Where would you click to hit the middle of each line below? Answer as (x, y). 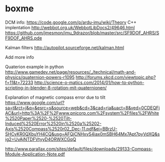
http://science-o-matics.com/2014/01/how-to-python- (89, 82)
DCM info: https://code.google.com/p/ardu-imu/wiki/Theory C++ (71, 22)
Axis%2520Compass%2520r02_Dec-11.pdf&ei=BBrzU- (61, 128)
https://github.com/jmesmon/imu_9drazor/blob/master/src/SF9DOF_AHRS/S (82, 33)
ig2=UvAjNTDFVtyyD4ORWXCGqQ (41, 139)
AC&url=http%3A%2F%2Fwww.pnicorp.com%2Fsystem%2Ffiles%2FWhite (82, 113)
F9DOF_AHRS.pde (24, 38)
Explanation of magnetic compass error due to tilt (55, 97)
